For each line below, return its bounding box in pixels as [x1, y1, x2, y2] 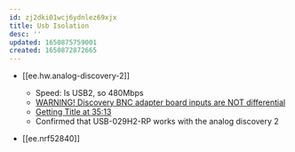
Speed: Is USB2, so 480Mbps [35, 88, 144, 99]
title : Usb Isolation [9, 21, 90, 30]
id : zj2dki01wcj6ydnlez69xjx [9, 12, 117, 22]
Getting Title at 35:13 [35, 107, 112, 117]
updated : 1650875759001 [9, 37, 98, 47]
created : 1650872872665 [9, 46, 98, 55]
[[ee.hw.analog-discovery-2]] [21, 70, 131, 81]
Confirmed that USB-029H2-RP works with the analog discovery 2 [35, 116, 280, 127]
